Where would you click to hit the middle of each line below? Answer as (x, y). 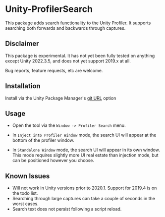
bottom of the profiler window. (43, 140)
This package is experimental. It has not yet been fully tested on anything (80, 55)
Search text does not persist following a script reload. (67, 209)
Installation (23, 86)
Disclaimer (22, 44)
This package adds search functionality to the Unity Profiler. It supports (78, 23)
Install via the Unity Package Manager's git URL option (61, 98)
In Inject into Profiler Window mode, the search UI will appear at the (84, 135)
